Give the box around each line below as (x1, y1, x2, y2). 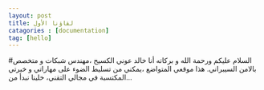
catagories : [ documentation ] (8, 26, 110, 34)
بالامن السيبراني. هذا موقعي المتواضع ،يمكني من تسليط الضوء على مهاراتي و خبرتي (8, 65, 257, 74)
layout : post (8, 11, 52, 20)
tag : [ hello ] (8, 33, 52, 42)
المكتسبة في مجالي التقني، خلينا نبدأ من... (8, 72, 132, 82)
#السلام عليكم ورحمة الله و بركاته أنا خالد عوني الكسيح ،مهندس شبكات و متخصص (8, 56, 253, 65)
